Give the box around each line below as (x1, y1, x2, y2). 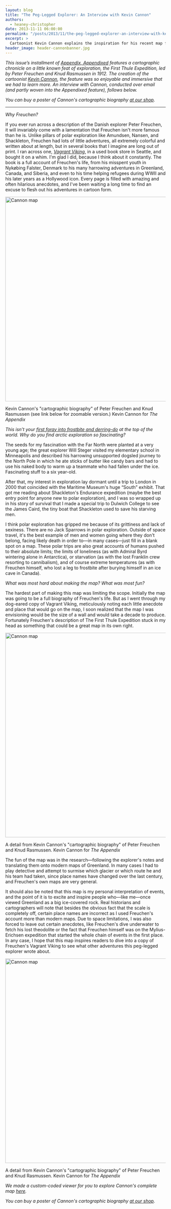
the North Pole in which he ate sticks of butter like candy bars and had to (5, 458, 159, 464)
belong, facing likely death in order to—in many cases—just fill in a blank (5, 538, 158, 544)
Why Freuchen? (5, 111, 38, 118)
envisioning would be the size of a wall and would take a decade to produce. (5, 612, 166, 618)
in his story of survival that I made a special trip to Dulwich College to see (5, 500, 159, 506)
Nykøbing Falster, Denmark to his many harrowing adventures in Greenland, (5, 165, 164, 171)
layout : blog (5, 7, 33, 13)
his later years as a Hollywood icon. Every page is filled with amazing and (5, 175, 159, 182)
